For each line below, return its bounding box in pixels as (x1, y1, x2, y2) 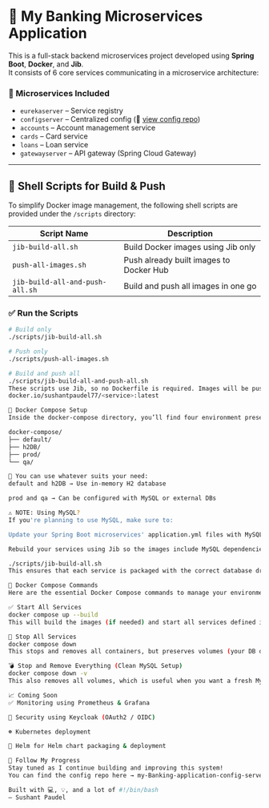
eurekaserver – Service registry (19, 106, 124, 115)
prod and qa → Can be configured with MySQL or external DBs (8, 494, 217, 503)
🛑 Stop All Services (8, 633, 78, 641)
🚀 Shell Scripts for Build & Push (8, 179, 166, 193)
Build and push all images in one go (123, 280, 257, 291)
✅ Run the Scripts (8, 308, 78, 319)
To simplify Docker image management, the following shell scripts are (8, 200, 239, 211)
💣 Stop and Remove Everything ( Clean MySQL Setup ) (8, 662, 183, 670)
